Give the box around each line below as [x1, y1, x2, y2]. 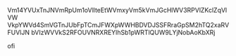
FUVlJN [7, 28, 30, 36]
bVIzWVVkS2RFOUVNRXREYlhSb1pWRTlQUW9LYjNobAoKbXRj [31, 28, 216, 36]
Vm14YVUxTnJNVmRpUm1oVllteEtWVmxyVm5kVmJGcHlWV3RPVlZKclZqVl [7, 6, 228, 14]
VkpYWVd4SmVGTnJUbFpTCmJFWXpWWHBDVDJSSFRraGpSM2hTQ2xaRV [7, 21, 230, 29]
